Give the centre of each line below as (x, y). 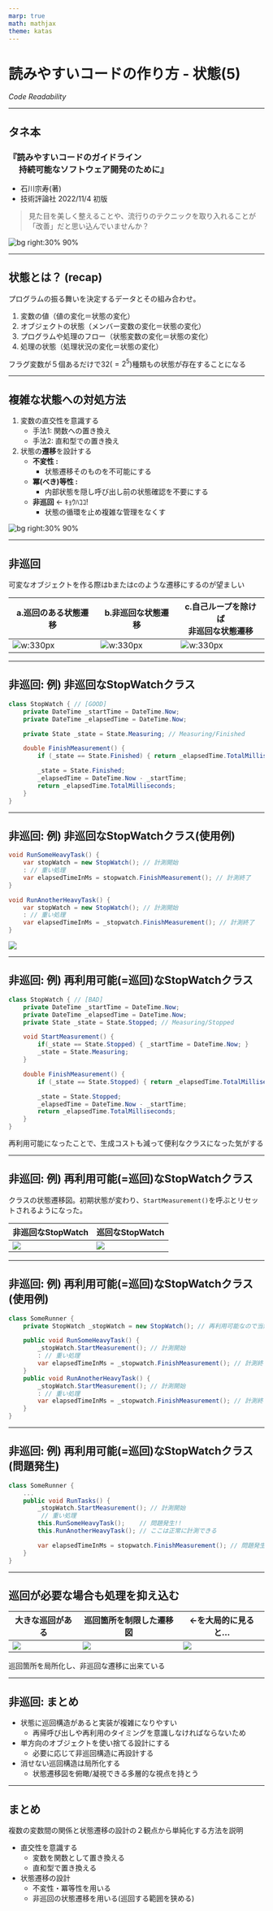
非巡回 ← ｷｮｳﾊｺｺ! (60, 502)
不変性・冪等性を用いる (71, 1888)
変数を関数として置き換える (78, 1858)
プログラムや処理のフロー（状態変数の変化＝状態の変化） (116, 336)
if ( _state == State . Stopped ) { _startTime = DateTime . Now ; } (143, 1045)
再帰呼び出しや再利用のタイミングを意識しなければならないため (139, 1733)
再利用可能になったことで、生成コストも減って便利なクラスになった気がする (136, 1143)
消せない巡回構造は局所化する (70, 1763)
